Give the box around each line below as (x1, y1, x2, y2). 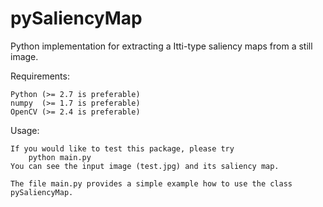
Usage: (10, 124, 40, 136)
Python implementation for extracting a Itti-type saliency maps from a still (10, 40, 313, 52)
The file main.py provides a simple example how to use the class (10, 178, 293, 189)
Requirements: (10, 70, 70, 82)
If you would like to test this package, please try (10, 143, 235, 154)
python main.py (28, 152, 92, 162)
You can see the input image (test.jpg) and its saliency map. (10, 161, 280, 171)
